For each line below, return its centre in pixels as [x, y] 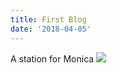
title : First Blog [48, 19]
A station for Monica [52, 58]
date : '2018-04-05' [51, 29]
